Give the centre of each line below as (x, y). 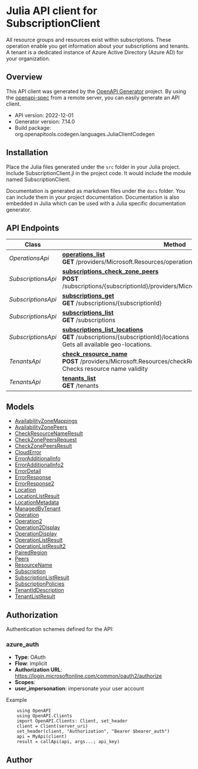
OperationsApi (29, 258)
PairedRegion (31, 553)
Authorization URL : (39, 670)
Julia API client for (52, 11)
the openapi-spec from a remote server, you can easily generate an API (93, 97)
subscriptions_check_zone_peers (110, 271)
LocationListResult (37, 496)
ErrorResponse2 (34, 484)
